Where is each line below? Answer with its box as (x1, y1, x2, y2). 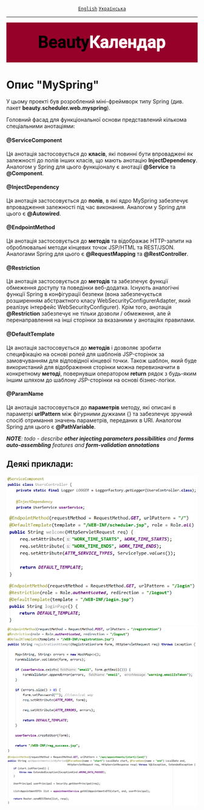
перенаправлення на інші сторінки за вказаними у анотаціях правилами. (6, 316, 195, 324)
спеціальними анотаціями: (6, 123, 75, 130)
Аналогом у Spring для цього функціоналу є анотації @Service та (6, 163, 176, 170)
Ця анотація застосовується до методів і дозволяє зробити (6, 344, 161, 351)
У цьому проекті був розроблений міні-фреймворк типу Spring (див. (6, 98, 184, 105)
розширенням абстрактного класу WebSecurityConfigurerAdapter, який (6, 297, 191, 305)
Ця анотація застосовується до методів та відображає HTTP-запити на (6, 237, 192, 244)
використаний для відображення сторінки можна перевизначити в (6, 363, 180, 370)
